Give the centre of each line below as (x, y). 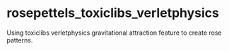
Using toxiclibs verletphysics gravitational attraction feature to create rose (114, 33)
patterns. (20, 40)
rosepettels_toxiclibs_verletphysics (113, 13)
